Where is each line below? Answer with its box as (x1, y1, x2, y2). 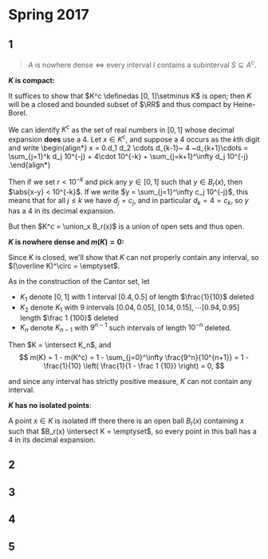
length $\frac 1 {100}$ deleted (19, 313, 119, 322)
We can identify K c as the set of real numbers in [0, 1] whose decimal (8, 123, 235, 134)
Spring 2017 (8, 6, 89, 24)
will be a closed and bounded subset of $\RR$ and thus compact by (8, 99, 232, 109)
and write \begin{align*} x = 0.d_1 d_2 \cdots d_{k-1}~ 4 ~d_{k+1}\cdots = (8, 142, 249, 153)
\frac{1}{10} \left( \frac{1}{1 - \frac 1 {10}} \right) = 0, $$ (43, 361, 225, 371)
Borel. (8, 108, 28, 118)
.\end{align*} (8, 160, 51, 170)
